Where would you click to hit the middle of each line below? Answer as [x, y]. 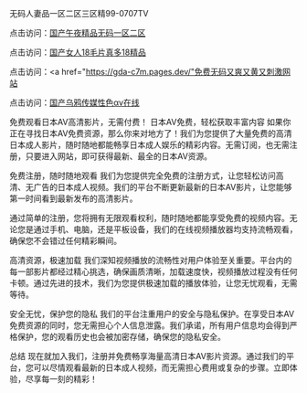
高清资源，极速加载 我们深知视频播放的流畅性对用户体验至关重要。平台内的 [151, 260]
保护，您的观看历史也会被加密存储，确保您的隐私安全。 [121, 337]
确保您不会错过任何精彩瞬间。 [65, 241]
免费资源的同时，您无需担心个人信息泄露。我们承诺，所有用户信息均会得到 [149, 325]
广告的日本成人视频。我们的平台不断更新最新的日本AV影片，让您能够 [163, 187]
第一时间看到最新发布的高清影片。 [74, 198]
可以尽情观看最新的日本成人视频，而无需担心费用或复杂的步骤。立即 [161, 367]
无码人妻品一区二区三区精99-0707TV [79, 13]
